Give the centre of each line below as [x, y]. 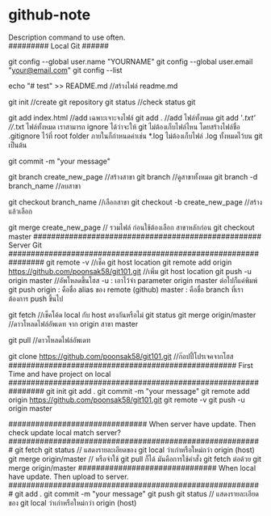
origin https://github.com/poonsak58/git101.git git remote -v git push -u [127, 400]
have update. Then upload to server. [69, 476]
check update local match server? [65, 432]
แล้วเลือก [20, 211]
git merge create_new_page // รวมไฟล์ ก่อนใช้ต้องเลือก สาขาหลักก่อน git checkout [131, 227]
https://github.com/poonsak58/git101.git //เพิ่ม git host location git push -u [130, 271]
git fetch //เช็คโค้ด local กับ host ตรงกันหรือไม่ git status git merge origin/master [132, 315]
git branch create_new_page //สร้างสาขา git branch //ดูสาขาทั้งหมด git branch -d [133, 176]
